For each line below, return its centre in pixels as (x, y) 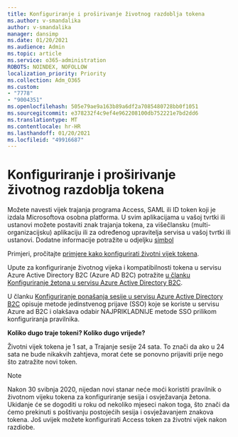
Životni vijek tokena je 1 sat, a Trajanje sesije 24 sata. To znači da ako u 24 (116, 347)
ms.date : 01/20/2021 (38, 41)
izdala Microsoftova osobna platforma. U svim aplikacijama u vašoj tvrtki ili (116, 217)
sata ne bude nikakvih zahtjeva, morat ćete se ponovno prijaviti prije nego (115, 354)
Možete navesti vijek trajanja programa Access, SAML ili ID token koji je (112, 210)
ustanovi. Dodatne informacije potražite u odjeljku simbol (91, 240)
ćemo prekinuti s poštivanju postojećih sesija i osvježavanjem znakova (110, 412)
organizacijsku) (30, 233)
